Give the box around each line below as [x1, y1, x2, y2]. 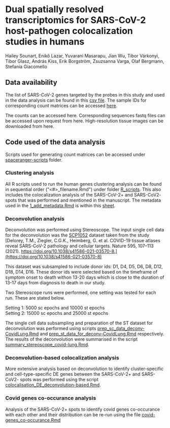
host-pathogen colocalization [5, 25, 133, 37]
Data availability [5, 78, 57, 87]
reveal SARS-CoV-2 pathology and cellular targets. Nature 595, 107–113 [5, 243, 154, 249]
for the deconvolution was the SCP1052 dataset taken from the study [5, 232, 150, 238]
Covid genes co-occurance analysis [5, 394, 96, 402]
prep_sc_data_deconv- [97, 325, 145, 332]
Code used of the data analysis [5, 138, 106, 147]
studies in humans [5, 36, 85, 48]
